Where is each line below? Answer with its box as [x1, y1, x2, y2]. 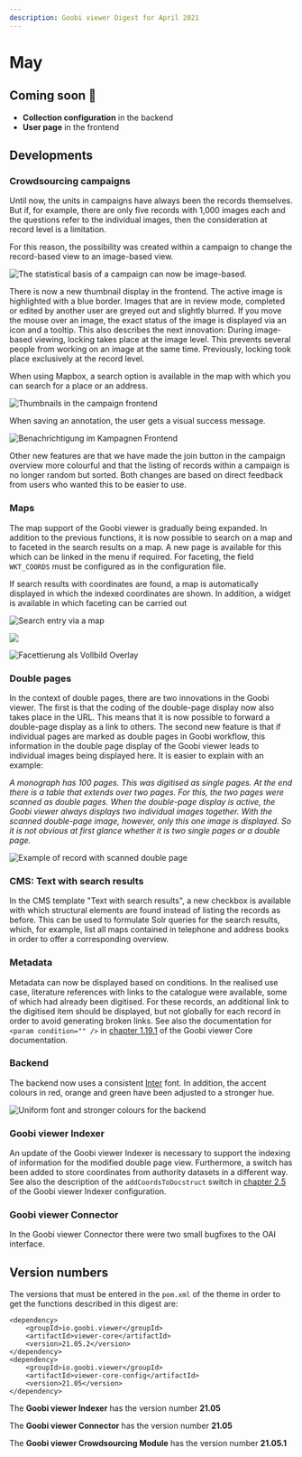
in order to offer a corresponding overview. [9, 934, 169, 945]
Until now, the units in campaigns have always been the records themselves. [9, 195, 293, 206]
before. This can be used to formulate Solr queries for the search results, [9, 914, 280, 926]
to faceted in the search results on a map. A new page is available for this [9, 541, 282, 552]
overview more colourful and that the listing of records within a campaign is [9, 460, 290, 471]
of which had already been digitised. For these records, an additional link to [9, 995, 289, 1007]
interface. [9, 1238, 45, 1249]
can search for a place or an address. [9, 380, 149, 391]
